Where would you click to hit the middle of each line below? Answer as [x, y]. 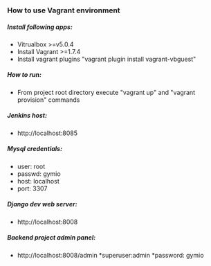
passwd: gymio [39, 174]
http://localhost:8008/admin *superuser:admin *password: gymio [110, 255]
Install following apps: [40, 27]
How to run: [24, 75]
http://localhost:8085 [47, 133]
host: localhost [38, 181]
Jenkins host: [27, 116]
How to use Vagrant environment [64, 10]
